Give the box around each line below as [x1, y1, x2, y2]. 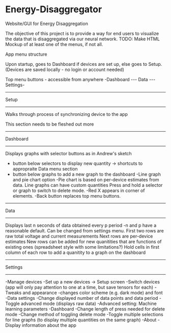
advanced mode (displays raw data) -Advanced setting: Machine [21, 300, 157, 306]
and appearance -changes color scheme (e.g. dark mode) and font [22, 290, 163, 296]
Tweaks [5, 290, 22, 296]
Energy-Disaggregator [5, 4, 102, 15]
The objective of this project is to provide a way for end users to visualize [5, 30, 159, 36]
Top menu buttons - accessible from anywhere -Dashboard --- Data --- [5, 76, 156, 82]
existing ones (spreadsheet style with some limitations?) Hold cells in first [5, 244, 159, 250]
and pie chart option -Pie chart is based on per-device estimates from [12, 176, 159, 182]
